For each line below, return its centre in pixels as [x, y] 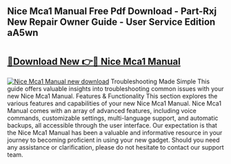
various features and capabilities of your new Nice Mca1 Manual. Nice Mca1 [114, 103]
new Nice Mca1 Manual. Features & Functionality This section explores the [112, 96]
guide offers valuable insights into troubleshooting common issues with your [115, 89]
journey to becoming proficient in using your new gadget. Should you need [113, 140]
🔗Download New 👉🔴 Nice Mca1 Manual [94, 61]
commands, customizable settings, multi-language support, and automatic [113, 118]
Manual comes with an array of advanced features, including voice [102, 111]
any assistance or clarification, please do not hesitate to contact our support [115, 147]
